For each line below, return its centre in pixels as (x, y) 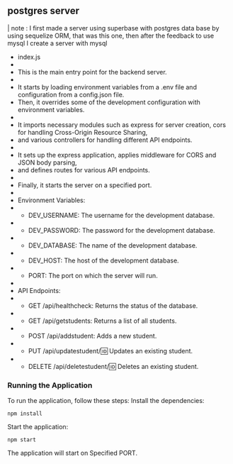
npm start (22, 440)
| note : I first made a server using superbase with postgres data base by (113, 28)
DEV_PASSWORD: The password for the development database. (121, 230)
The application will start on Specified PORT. (73, 453)
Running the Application (50, 385)
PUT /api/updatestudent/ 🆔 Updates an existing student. (110, 350)
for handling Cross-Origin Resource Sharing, (83, 132)
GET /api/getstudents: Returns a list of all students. (102, 321)
